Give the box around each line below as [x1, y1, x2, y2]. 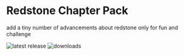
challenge [6, 30, 32, 37]
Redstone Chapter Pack [6, 4, 129, 18]
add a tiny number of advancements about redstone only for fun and [6, 24, 179, 31]
